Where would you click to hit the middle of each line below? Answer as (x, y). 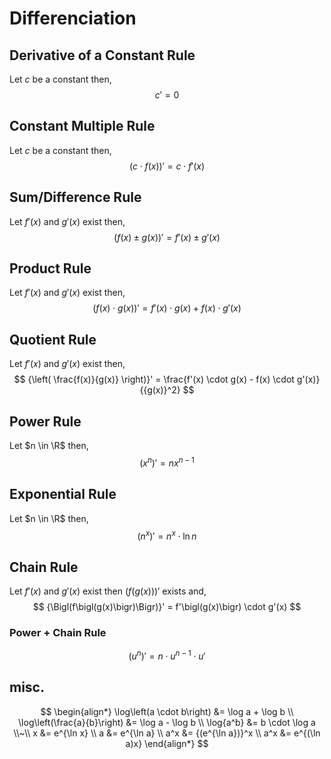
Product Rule (50, 268)
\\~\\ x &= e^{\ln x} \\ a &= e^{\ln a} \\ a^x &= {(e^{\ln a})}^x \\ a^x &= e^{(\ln (167, 733)
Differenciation (73, 18)
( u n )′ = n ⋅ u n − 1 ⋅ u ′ (167, 655)
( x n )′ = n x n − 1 (167, 462)
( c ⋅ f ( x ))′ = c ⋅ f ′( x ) (167, 166)
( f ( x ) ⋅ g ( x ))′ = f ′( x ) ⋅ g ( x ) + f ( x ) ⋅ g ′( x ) (167, 308)
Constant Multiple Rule (82, 126)
